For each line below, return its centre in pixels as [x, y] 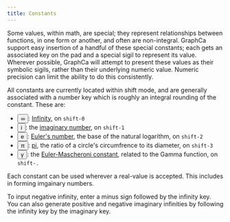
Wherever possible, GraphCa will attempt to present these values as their [111, 62]
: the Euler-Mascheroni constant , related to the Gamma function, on [123, 154]
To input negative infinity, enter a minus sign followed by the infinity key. [109, 197]
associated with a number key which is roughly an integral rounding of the [112, 97]
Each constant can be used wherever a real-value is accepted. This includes [115, 176]
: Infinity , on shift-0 [57, 118]
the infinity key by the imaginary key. [59, 211]
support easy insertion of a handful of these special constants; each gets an [115, 47]
